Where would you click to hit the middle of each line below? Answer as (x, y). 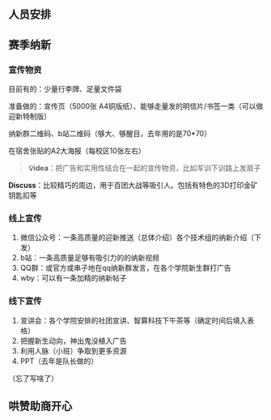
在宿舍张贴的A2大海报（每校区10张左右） (77, 151)
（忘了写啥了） (33, 378)
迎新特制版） (30, 117)
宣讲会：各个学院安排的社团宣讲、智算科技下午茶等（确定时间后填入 (133, 320)
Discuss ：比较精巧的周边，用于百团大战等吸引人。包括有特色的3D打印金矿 (133, 186)
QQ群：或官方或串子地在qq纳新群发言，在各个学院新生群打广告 (126, 268)
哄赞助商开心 (40, 407)
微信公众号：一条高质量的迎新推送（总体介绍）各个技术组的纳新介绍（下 (140, 238)
